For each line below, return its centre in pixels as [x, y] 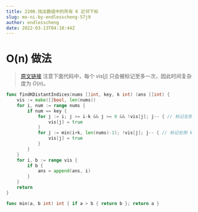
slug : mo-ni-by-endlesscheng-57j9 [49, 17]
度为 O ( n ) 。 [34, 83]
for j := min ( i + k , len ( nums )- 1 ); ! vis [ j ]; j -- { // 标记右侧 [112, 133]
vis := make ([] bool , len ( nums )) [56, 100]
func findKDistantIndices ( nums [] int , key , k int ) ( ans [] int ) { [88, 95]
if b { [35, 166]
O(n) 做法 [29, 59]
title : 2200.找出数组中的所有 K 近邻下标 [52, 11]
